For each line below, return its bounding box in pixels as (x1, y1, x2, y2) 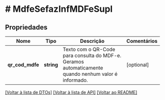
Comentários (126, 38, 158, 44)
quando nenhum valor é (63, 70, 118, 77)
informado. (63, 77, 88, 83)
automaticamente (63, 65, 103, 71)
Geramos (63, 58, 84, 65)
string (44, 62, 58, 68)
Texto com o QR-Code (63, 46, 115, 53)
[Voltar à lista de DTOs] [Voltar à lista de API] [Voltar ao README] (5, 90, 137, 95)
